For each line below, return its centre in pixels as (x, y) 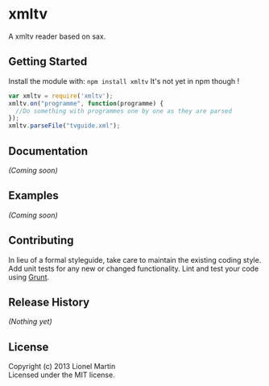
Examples (33, 195)
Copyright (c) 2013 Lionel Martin (62, 367)
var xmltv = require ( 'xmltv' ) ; (61, 96)
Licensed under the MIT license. (62, 375)
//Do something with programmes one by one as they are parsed (124, 111)
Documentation (48, 151)
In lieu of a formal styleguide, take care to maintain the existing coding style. (135, 259)
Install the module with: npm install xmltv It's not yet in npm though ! (124, 81)
